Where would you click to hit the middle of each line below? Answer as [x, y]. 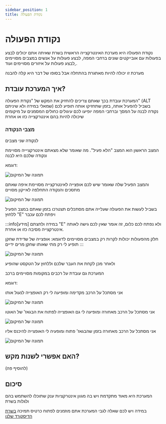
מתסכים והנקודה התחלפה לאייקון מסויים [43, 189]
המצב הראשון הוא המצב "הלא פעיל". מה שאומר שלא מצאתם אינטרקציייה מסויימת [82, 150]
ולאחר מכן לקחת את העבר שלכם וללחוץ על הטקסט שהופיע [60, 263]
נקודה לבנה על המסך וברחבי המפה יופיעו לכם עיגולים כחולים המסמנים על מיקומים [82, 111]
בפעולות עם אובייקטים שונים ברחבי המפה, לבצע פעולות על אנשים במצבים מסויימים [83, 58]
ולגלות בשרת [17, 401]
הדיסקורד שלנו [19, 416]
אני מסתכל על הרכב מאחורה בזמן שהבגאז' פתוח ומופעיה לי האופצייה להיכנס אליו [81, 331]
